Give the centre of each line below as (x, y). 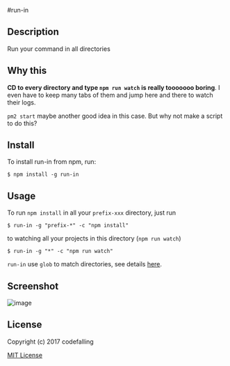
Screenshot (33, 286)
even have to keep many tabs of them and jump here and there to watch (110, 95)
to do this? (22, 123)
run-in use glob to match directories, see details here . (84, 264)
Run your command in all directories (59, 49)
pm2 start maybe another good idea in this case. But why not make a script (115, 116)
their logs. (22, 102)
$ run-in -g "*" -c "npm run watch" (60, 251)
